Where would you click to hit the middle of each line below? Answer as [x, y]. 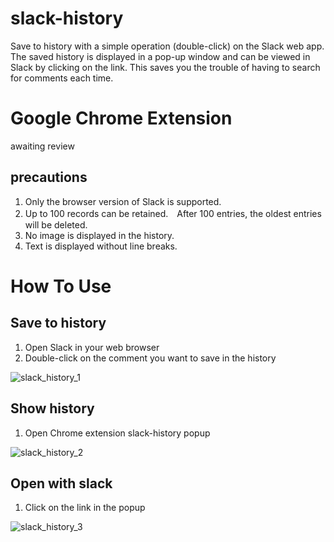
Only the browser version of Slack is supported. [123, 201]
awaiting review [42, 146]
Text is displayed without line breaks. [101, 246]
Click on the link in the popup [85, 508]
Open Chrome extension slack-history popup [117, 433]
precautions [49, 177]
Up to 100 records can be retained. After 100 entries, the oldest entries [173, 213]
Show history [52, 408]
